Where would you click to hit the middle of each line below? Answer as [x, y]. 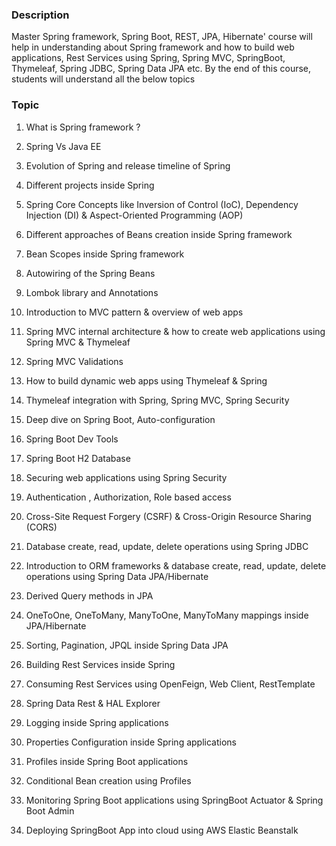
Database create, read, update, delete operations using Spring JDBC [167, 546]
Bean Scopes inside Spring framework [105, 254]
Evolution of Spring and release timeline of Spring [128, 165]
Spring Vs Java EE [63, 146]
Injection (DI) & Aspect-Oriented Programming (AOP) [134, 215]
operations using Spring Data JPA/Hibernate [117, 576]
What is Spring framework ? [83, 127]
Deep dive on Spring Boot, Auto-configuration [120, 419]
